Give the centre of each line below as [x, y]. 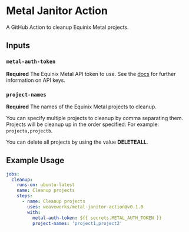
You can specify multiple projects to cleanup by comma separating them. [95, 118]
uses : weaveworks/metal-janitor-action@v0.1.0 [85, 207]
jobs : [13, 174]
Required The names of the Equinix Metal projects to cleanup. [82, 107]
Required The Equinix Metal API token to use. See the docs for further [91, 74]
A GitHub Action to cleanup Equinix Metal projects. [67, 27]
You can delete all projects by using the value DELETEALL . [77, 142]
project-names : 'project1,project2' [77, 223]
